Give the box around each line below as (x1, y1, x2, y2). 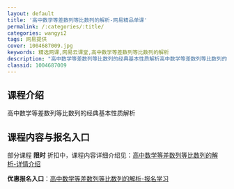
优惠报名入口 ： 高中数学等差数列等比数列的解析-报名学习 (7, 174, 169, 183)
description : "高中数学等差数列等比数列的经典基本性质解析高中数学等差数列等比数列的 (7, 56, 228, 63)
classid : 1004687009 (7, 62, 68, 69)
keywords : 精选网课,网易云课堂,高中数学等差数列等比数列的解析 (7, 49, 169, 56)
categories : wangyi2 (7, 29, 68, 37)
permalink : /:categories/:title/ (7, 23, 104, 30)
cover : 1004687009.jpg (7, 42, 73, 49)
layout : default (7, 10, 54, 17)
